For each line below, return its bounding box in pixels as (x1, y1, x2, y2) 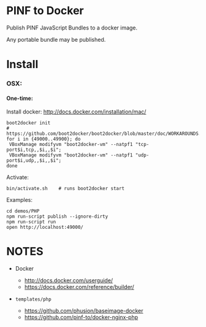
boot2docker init (6, 120, 51, 126)
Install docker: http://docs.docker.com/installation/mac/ (6, 108, 147, 115)
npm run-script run (6, 219, 56, 225)
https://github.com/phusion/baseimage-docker (24, 307, 143, 315)
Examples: (6, 196, 32, 204)
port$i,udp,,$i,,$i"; (6, 158, 62, 164)
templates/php (15, 296, 51, 302)
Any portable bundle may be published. (6, 36, 106, 43)
